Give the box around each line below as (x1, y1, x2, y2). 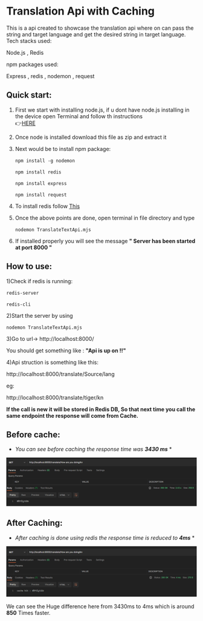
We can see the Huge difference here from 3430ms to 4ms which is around (6, 602, 195, 610)
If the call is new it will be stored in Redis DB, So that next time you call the (6, 405, 196, 413)
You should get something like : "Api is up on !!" (6, 347, 126, 354)
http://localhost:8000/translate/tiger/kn (6, 394, 104, 401)
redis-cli (6, 301, 31, 307)
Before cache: (6, 429, 60, 440)
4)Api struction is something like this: (6, 358, 98, 366)
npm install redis (14, 169, 62, 175)
